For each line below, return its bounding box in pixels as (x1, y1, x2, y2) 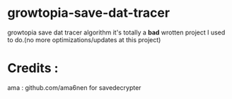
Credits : (7, 60, 59, 77)
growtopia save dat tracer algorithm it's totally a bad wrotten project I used (7, 28, 226, 37)
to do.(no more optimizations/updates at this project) (7, 35, 161, 44)
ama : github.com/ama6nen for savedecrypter (7, 83, 141, 92)
